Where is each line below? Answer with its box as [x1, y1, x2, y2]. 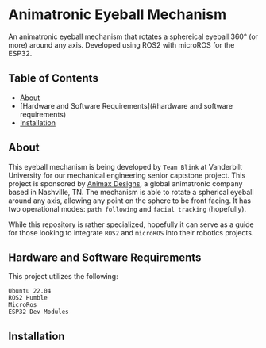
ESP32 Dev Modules [8, 308, 69, 316]
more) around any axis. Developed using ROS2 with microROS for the [8, 40, 235, 49]
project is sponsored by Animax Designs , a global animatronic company [8, 178, 243, 188]
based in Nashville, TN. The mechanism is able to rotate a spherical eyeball [8, 187, 254, 197]
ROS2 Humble [8, 294, 48, 302]
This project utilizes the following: [8, 272, 118, 281]
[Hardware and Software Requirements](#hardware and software [19, 101, 233, 110]
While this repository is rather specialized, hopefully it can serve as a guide [8, 220, 254, 229]
